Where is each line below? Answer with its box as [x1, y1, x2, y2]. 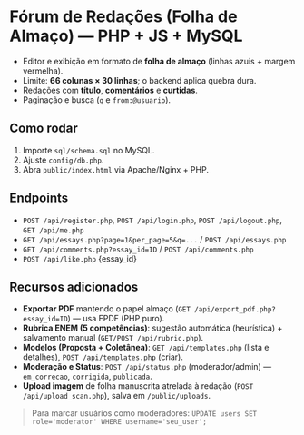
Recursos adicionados [9, 279, 139, 294]
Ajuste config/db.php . [22, 154, 104, 165]
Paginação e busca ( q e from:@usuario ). [22, 94, 171, 105]
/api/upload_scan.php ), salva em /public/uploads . [22, 391, 211, 401]
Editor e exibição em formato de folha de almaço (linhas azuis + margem [22, 55, 296, 66]
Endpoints [9, 191, 69, 206]
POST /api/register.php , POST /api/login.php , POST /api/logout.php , [22, 214, 283, 225]
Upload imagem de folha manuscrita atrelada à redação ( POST [22, 381, 254, 391]
